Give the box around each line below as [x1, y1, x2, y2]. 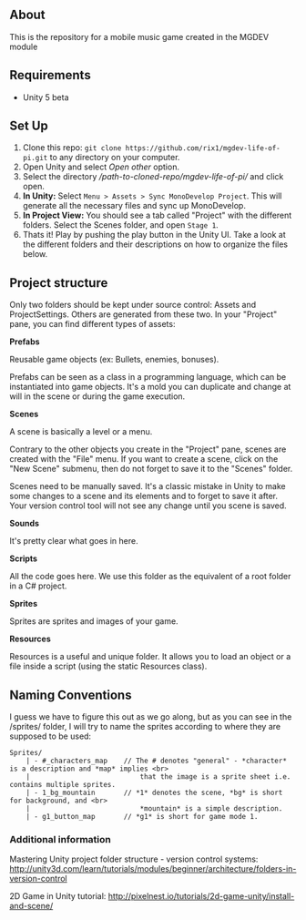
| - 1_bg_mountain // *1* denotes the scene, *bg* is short [25, 788, 283, 798]
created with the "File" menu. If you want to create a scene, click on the [9, 454, 279, 465]
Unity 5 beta [22, 91, 70, 103]
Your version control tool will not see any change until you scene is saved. [9, 500, 287, 511]
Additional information [9, 833, 112, 845]
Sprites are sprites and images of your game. [9, 616, 179, 627]
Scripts [9, 553, 38, 564]
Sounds [9, 518, 39, 529]
